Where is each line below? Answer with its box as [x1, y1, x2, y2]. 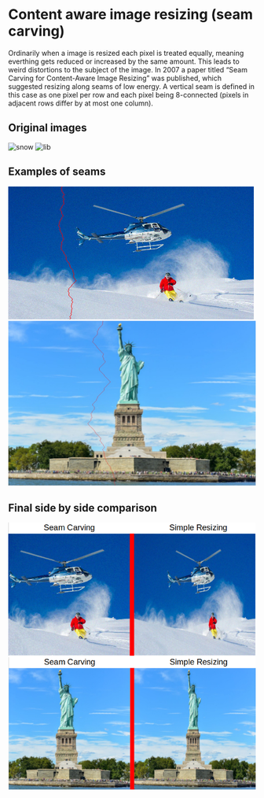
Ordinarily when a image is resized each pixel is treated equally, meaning [8, 48, 244, 57]
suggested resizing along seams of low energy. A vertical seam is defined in [8, 81, 255, 91]
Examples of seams [8, 165, 106, 179]
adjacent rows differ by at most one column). [8, 98, 153, 108]
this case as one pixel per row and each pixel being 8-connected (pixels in [8, 90, 249, 99]
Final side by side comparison [8, 501, 157, 515]
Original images [8, 121, 87, 135]
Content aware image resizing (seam [8, 6, 254, 24]
